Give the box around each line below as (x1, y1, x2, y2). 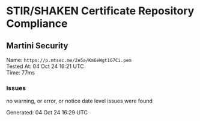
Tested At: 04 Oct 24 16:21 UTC (6, 63, 84, 70)
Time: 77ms (6, 69, 35, 76)
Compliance (6, 17, 68, 30)
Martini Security (6, 41, 68, 51)
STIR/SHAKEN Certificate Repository (6, 4, 195, 18)
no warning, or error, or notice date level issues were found (6, 97, 153, 105)
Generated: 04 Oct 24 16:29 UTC (6, 109, 88, 116)
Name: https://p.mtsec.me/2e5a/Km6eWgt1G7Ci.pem (6, 57, 132, 63)
